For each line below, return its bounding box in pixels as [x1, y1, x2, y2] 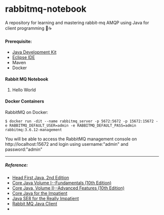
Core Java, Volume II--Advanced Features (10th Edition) [12, 185, 125, 191]
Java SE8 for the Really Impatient [12, 195, 79, 201]
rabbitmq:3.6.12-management [5, 127, 62, 132]
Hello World [12, 87, 36, 93]
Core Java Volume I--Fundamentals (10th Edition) [12, 180, 112, 186]
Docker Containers [5, 98, 44, 104]
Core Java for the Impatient [12, 190, 67, 196]
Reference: [5, 162, 28, 168]
